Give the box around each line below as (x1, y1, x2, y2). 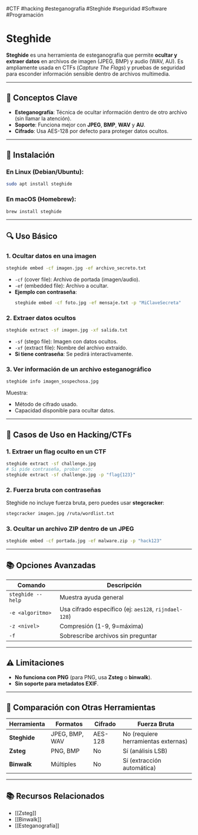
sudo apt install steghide (6, 181, 72, 187)
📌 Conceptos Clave (6, 93, 78, 103)
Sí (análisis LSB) (123, 747, 168, 755)
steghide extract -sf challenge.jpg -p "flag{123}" (6, 472, 136, 478)
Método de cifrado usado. (14, 401, 78, 408)
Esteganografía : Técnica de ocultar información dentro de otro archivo (14, 109, 187, 116)
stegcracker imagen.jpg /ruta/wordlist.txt (6, 510, 115, 516)
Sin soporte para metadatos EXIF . (14, 680, 99, 687)
